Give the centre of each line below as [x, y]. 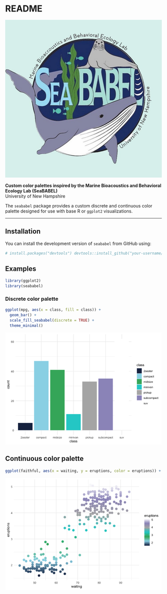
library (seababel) [24, 286]
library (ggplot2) [23, 281]
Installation [23, 232]
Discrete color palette [32, 299]
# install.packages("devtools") [39, 253]
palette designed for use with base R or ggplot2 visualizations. [69, 211]
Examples [21, 269]
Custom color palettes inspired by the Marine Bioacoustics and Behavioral [83, 186]
